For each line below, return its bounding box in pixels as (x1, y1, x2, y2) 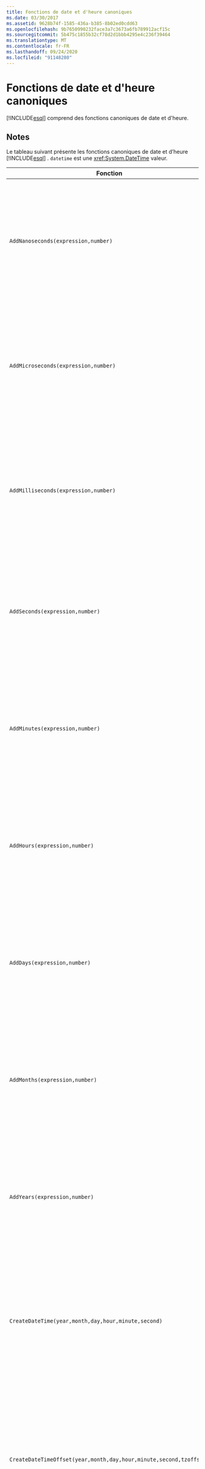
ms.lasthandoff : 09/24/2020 (6, 49, 78, 55)
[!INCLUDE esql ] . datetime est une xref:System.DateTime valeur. (6, 154, 168, 162)
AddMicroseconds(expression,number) (9, 363, 116, 369)
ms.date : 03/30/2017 (6, 15, 59, 21)
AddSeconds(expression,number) (9, 608, 101, 615)
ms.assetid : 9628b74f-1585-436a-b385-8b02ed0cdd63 (6, 20, 138, 26)
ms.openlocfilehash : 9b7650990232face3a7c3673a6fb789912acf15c (6, 26, 171, 32)
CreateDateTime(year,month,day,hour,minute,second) (9, 1318, 163, 1324)
